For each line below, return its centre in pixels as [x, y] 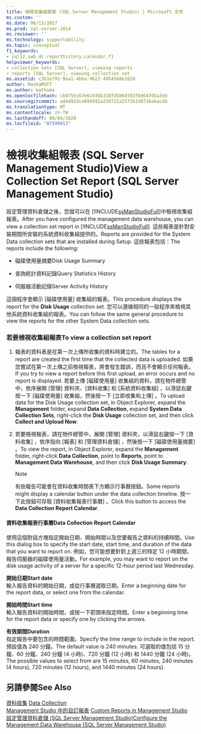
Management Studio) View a [77, 168]
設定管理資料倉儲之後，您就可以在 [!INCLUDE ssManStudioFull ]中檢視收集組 [100, 212]
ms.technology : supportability [45, 40]
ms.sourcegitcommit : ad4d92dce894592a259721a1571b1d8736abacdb [87, 101]
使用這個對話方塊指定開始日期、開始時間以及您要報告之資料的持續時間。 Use [100, 537]
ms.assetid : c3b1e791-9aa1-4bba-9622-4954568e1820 [71, 79]
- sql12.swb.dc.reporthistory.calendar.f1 [60, 57]
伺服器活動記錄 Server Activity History [61, 286]
